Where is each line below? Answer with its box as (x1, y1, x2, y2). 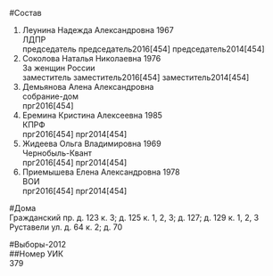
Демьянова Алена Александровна (21, 82, 154, 92)
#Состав (9, 8, 42, 18)
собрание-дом (21, 91, 79, 101)
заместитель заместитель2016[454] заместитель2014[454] (21, 72, 250, 83)
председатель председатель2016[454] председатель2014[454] (21, 44, 265, 54)
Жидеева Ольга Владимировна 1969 (21, 138, 162, 149)
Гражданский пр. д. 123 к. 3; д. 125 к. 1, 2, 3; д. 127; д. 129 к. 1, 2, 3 (9, 213, 260, 223)
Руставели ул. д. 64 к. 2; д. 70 (9, 222, 123, 232)
